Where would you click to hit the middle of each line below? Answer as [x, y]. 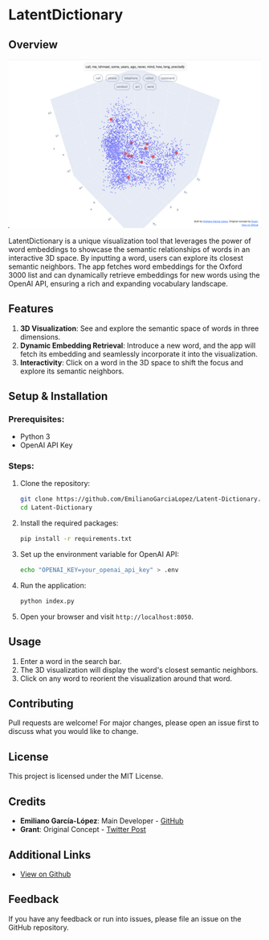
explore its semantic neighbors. [72, 371]
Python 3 [35, 437]
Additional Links [50, 855]
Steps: [21, 466]
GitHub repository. [39, 927]
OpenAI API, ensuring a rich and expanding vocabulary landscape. [118, 283]
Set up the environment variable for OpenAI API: [99, 555]
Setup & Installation [58, 396]
